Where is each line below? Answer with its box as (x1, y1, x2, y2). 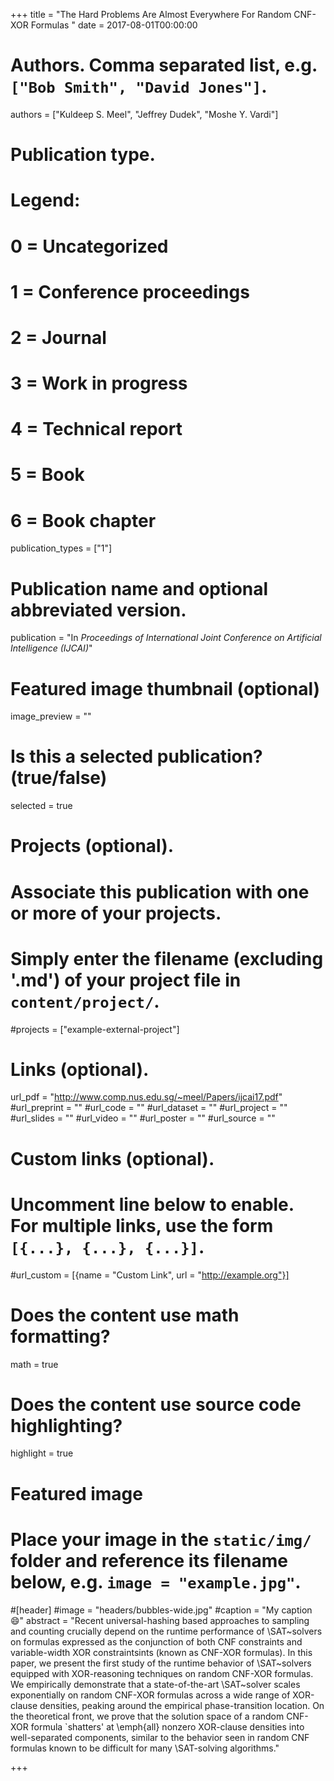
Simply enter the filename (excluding (10, 947, 324, 970)
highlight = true (10, 1447, 74, 1459)
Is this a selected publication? (10, 745, 263, 768)
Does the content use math (10, 1304, 240, 1326)
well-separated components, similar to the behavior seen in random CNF (10, 1731, 310, 1743)
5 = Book (10, 464, 85, 486)
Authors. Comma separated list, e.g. (10, 54, 318, 77)
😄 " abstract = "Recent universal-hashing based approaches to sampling (10, 1614, 310, 1626)
